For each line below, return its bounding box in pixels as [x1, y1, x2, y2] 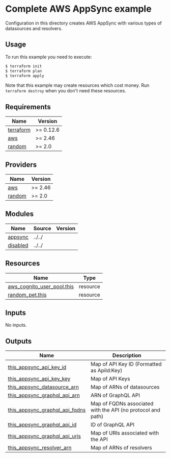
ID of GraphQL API [91, 421, 135, 428]
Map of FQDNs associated [91, 400, 154, 407]
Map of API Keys [91, 375, 130, 382]
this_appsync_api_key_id [8, 364, 67, 371]
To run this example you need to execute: [5, 54, 92, 60]
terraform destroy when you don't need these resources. [5, 88, 126, 94]
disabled [8, 242, 28, 249]
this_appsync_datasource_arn [8, 383, 79, 391]
